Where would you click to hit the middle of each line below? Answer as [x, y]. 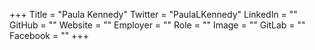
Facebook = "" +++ [49, 35]
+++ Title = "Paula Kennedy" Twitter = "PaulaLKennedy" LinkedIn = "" [153, 14]
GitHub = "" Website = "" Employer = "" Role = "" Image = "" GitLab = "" [157, 25]
